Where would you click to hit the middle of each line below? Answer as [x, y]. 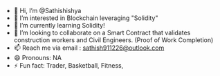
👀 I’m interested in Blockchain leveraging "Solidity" [86, 18]
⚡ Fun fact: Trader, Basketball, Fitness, [68, 65]
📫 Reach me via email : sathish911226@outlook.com [89, 48]
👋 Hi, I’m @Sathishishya [47, 11]
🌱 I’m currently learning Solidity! [59, 25]
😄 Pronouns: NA [38, 58]
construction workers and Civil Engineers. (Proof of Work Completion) [113, 40]
